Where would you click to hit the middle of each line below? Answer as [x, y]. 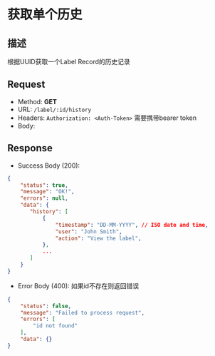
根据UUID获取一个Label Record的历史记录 [69, 62]
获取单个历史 [45, 15]
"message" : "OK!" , [47, 192]
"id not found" [56, 326]
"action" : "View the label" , [98, 238]
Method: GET [37, 101]
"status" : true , [44, 185]
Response [30, 148]
